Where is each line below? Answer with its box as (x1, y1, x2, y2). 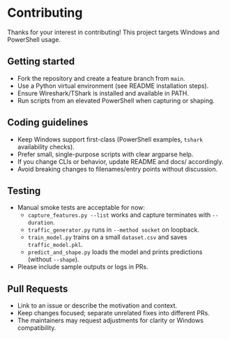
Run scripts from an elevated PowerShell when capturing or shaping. (17, 96, 215, 105)
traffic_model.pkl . (27, 241, 84, 249)
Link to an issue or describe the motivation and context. (17, 301, 178, 310)
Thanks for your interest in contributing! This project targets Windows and (7, 28, 220, 36)
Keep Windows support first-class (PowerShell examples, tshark (17, 135, 204, 144)
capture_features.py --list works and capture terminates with (27, 211, 211, 219)
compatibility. (17, 324, 56, 332)
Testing (7, 185, 41, 197)
